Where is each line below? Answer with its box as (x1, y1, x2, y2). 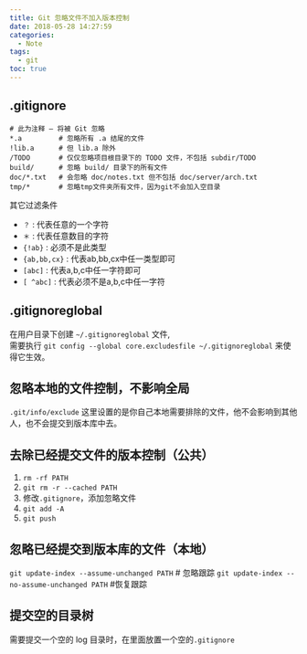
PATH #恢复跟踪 (90, 578, 148, 589)
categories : (9, 30, 55, 39)
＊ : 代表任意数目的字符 (22, 230, 110, 241)
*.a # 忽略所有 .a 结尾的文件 (9, 133, 144, 142)
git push (22, 514, 57, 523)
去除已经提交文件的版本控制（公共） (9, 447, 214, 462)
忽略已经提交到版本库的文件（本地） (9, 541, 214, 557)
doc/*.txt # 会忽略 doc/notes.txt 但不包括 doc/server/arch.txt (9, 173, 259, 182)
